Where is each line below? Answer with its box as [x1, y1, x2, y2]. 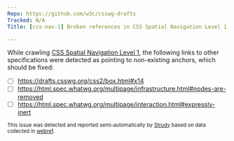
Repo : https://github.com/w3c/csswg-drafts [7, 10, 137, 17]
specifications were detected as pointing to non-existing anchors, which [7, 56, 216, 64]
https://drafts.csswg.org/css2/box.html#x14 [17, 77, 144, 85]
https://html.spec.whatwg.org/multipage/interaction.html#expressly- [17, 100, 216, 108]
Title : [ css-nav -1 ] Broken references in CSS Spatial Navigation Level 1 [7, 23, 228, 30]
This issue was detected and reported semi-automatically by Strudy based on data [7, 121, 207, 128]
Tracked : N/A [7, 17, 46, 24]
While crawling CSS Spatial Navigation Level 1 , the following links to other [7, 48, 219, 57]
